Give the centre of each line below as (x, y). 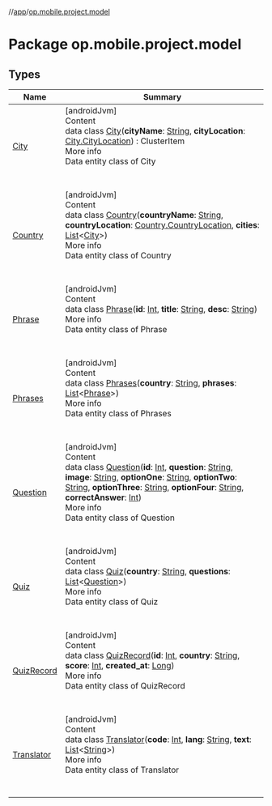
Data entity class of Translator (122, 770)
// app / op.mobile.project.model (59, 12)
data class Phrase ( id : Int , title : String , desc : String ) (161, 309)
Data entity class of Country (118, 256)
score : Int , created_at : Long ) (120, 665)
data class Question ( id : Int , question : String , (149, 467)
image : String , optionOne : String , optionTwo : (151, 477)
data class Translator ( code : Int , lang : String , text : (159, 739)
